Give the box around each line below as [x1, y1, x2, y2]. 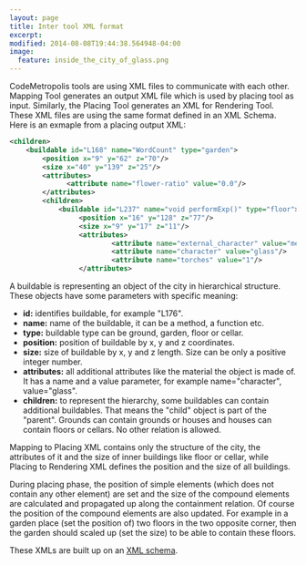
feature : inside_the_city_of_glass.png [17, 56, 169, 65]
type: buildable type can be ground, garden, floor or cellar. [22, 327, 244, 338]
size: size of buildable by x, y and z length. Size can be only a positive [22, 347, 287, 357]
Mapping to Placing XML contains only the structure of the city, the [9, 442, 261, 452]
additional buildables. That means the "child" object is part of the [22, 405, 267, 416]
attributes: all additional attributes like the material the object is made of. [22, 366, 296, 376]
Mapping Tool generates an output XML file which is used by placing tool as [9, 90, 294, 101]
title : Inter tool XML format [9, 22, 125, 31]
